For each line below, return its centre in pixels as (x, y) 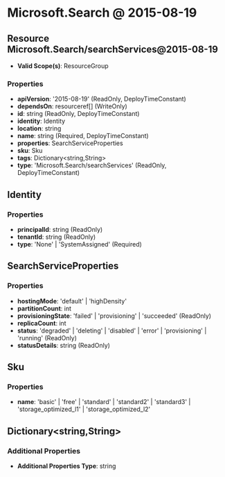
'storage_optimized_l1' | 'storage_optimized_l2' (84, 409)
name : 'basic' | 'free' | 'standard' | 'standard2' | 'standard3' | (104, 402)
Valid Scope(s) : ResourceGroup (63, 66)
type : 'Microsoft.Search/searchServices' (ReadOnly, (92, 165)
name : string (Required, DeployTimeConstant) (83, 136)
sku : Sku (30, 151)
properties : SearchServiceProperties (70, 143)
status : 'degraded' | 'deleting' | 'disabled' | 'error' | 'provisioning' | (112, 330)
